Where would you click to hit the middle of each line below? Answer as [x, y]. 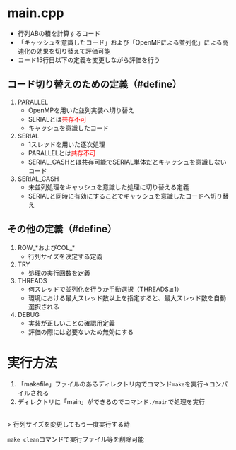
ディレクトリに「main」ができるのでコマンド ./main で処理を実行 [111, 401]
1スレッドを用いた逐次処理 [67, 144]
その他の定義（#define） [62, 229]
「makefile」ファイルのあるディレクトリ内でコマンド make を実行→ [113, 384]
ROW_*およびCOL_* [46, 247]
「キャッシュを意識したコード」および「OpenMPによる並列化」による [120, 42]
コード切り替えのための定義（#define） [95, 84]
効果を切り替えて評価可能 [73, 51]
